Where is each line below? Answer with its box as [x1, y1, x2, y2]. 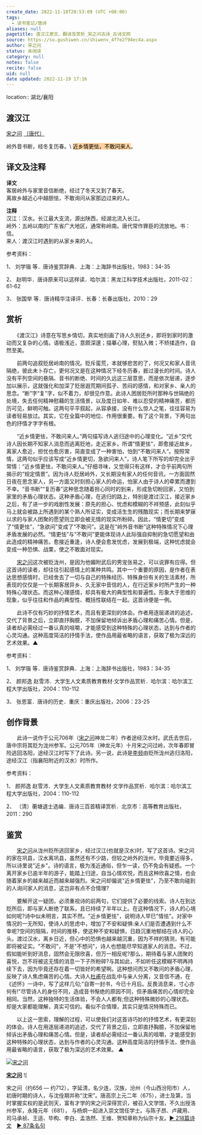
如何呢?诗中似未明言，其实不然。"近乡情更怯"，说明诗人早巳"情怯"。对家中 [6, 912, 193, 920]
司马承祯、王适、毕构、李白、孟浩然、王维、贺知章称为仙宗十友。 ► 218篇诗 [6, 1114, 195, 1122]
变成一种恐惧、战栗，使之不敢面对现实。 [6, 545, 106, 552]
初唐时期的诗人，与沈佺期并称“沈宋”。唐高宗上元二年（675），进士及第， [6, 1092, 186, 1099]
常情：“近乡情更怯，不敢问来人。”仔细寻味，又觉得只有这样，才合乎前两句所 [6, 463, 193, 470]
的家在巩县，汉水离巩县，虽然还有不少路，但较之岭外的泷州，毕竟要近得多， [6, 855, 196, 862]
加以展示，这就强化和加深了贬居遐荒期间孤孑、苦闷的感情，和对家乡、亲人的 [6, 382, 196, 389]
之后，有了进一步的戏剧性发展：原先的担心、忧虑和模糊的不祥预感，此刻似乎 [6, 500, 196, 507]
